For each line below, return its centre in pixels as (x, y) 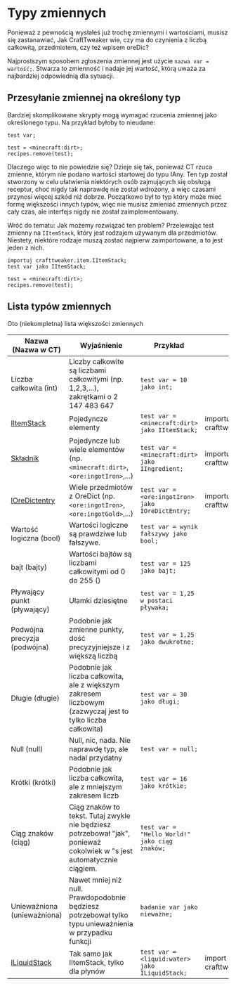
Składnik (25, 458)
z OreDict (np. (92, 495)
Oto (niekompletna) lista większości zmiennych (76, 323)
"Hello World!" (165, 834)
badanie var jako (169, 907)
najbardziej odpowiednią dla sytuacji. (61, 76)
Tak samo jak (91, 954)
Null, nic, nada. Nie (100, 740)
